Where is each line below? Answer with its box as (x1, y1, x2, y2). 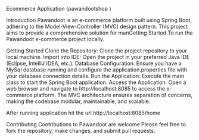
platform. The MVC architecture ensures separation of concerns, (33, 92, 192, 98)
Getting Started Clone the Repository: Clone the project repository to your (6, 47, 188, 54)
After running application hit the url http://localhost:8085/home (6, 110, 161, 116)
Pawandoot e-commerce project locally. (6, 36, 105, 42)
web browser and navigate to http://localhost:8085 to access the (6, 85, 166, 92)
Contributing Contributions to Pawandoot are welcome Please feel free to (6, 121, 186, 127)
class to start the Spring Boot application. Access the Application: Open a (6, 79, 186, 86)
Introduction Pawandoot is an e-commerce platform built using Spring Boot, (6, 17, 192, 23)
